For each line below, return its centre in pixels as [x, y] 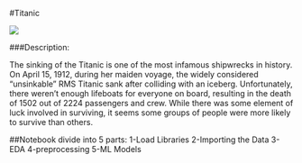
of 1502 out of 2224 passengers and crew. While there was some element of [151, 103]
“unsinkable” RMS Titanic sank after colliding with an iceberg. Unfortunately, [151, 84]
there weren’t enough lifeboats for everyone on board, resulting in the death [150, 93]
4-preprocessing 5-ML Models [84, 149]
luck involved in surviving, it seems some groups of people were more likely [150, 113]
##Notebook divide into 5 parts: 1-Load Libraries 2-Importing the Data [139, 140]
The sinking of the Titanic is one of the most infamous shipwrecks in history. [151, 65]
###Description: [40, 47]
